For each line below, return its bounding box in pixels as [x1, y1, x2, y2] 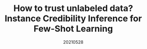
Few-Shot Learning [33, 24, 113, 34]
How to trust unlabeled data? [13, 3, 133, 14]
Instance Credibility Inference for [4, 13, 142, 24]
